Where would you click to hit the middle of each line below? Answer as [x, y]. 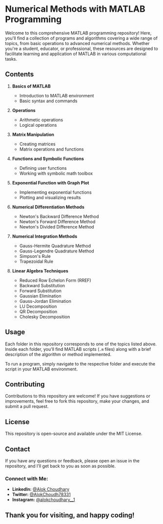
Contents [20, 74]
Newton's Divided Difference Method [57, 227]
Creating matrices [37, 144]
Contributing [25, 384]
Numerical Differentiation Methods [48, 207]
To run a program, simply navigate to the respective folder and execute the [80, 364]
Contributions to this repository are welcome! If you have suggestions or [78, 396]
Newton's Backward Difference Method [59, 216]
